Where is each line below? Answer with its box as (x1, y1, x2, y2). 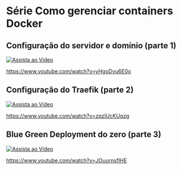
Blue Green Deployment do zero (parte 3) (6, 130, 162, 140)
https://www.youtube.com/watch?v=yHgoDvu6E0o (6, 68, 131, 75)
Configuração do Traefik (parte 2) (6, 85, 134, 95)
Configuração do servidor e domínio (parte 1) (6, 40, 177, 51)
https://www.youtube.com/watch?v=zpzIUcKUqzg (6, 112, 130, 119)
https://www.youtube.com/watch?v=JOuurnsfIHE (6, 156, 127, 164)
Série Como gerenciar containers (6, 4, 174, 18)
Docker (6, 17, 43, 30)
